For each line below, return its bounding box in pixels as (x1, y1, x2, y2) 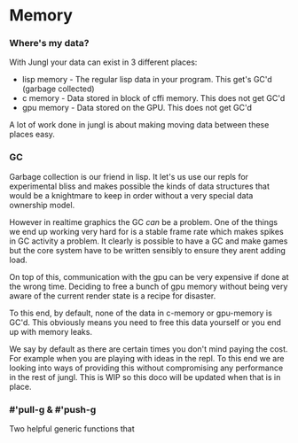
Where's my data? (9, 37, 90, 50)
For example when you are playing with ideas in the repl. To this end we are (9, 353, 285, 363)
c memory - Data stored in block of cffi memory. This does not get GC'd (21, 93, 286, 104)
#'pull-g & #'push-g (9, 403, 97, 416)
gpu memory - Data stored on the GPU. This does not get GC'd (21, 103, 253, 113)
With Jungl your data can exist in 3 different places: (9, 57, 198, 67)
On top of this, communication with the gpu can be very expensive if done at (9, 271, 289, 282)
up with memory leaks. (9, 326, 93, 337)
